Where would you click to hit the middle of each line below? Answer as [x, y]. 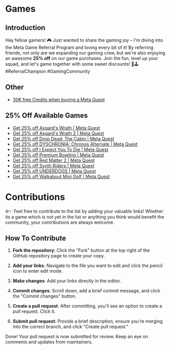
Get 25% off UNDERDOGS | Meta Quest [54, 171]
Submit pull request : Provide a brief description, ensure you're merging [88, 322]
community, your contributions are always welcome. [60, 222]
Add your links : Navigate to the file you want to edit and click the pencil [88, 266]
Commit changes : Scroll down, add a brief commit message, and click [86, 291]
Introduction [25, 28]
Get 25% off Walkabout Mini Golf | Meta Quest [61, 177]
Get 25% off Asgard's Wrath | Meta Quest [56, 128]
